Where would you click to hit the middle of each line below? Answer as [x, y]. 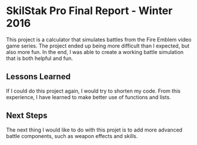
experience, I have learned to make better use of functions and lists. [89, 97]
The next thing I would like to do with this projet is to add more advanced [94, 130]
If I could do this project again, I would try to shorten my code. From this [94, 91]
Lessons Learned [38, 77]
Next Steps [27, 116]
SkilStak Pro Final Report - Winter [89, 11]
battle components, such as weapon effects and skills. [72, 136]
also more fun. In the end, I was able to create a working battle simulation [95, 52]
